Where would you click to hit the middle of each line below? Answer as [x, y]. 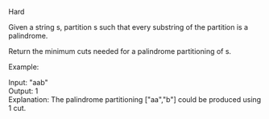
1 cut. [17, 108]
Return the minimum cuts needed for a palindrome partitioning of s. [120, 51]
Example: [24, 67]
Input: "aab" [28, 82]
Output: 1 [23, 91]
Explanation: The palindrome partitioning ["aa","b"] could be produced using [135, 99]
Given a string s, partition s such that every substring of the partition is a [128, 27]
